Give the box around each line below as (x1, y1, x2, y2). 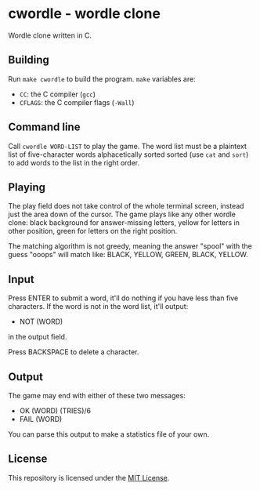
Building (8, 53, 49, 67)
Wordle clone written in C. (8, 31, 92, 40)
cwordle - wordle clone (8, 5, 161, 23)
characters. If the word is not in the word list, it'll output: (8, 302, 189, 311)
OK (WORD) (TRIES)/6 (19, 406, 92, 416)
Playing (8, 180, 45, 194)
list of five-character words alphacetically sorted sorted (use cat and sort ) (8, 150, 249, 159)
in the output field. (8, 332, 67, 342)
